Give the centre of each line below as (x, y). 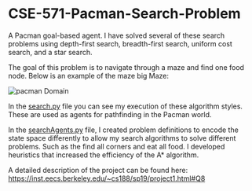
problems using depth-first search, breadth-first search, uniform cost (121, 43)
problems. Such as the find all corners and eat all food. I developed (117, 146)
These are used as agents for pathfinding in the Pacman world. (110, 114)
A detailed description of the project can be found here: (98, 170)
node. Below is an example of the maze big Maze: (89, 75)
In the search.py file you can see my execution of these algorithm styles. (126, 106)
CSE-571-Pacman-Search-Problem (124, 14)
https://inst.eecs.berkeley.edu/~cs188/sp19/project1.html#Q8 (107, 178)
